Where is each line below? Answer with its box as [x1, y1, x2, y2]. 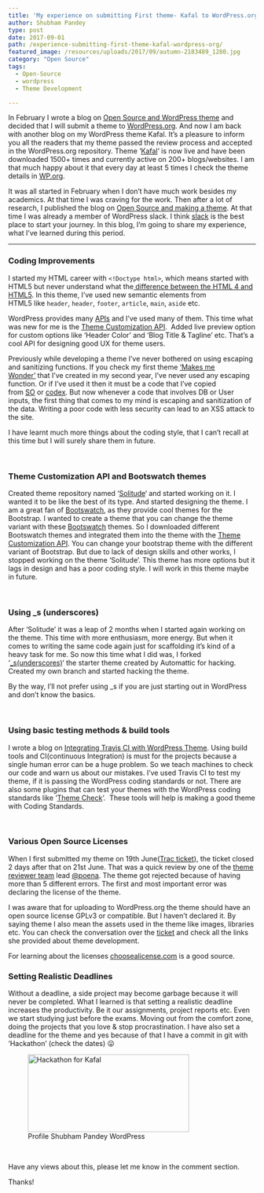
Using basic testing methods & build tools [8, 725, 170, 736]
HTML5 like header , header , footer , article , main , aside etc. [8, 298, 200, 307]
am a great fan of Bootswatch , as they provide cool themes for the [8, 505, 223, 515]
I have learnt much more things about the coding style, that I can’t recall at [8, 428, 249, 437]
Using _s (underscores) [8, 607, 100, 618]
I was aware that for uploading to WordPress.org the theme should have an [8, 902, 251, 912]
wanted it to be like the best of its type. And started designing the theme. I [8, 497, 248, 506]
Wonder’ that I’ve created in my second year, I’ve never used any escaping [8, 370, 250, 380]
